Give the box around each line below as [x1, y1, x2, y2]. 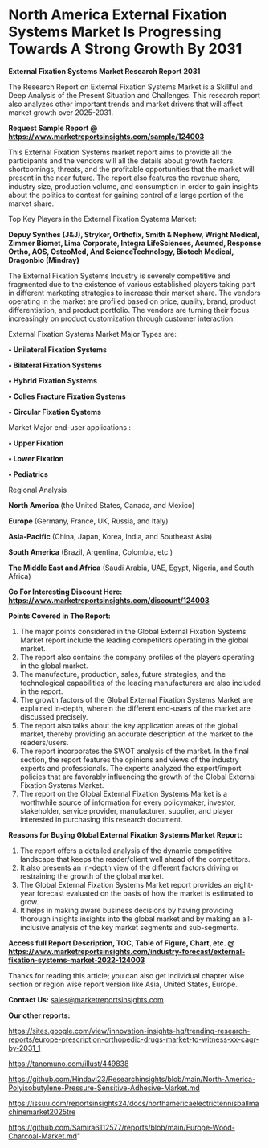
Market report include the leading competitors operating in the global [19, 635, 249, 645]
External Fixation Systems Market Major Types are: [8, 329, 177, 338]
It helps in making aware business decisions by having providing [19, 905, 234, 915]
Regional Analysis [8, 485, 67, 494]
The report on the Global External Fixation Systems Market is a [19, 789, 227, 798]
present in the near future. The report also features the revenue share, [8, 173, 241, 182]
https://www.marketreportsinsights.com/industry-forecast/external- [8, 946, 246, 956]
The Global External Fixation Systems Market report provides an [19, 879, 232, 889]
